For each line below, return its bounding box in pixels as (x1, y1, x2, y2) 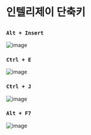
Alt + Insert (6, 29, 44, 36)
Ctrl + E (6, 56, 32, 63)
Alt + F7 (6, 110, 32, 117)
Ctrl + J (6, 83, 32, 90)
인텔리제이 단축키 (6, 5, 86, 19)
